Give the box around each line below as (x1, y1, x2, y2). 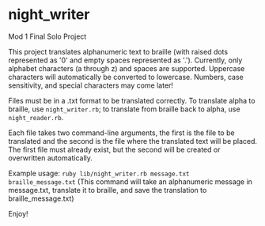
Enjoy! (8, 209, 29, 218)
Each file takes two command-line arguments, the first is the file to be (8, 128, 235, 137)
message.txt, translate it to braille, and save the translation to (8, 185, 207, 194)
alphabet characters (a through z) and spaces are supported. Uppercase (8, 63, 245, 73)
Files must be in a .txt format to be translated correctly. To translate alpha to (8, 96, 256, 105)
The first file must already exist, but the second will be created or (8, 145, 221, 154)
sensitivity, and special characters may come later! (8, 81, 174, 90)
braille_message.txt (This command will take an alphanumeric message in (8, 176, 253, 186)
